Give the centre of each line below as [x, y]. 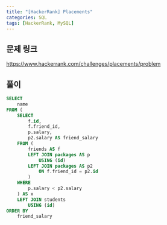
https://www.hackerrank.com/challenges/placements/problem [83, 64]
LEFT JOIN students [42, 200]
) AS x [25, 194]
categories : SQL [27, 17]
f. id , [35, 121]
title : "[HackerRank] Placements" [50, 12]
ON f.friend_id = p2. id [68, 172]
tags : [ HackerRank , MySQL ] [40, 23]
